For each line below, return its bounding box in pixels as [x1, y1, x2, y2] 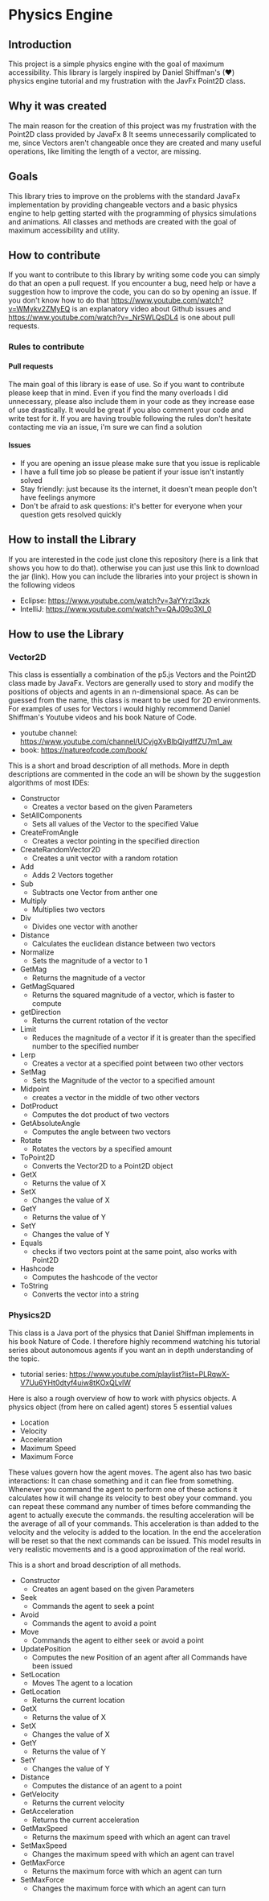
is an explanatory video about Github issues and [71, 304, 231, 314]
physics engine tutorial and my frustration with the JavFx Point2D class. [8, 76, 247, 85]
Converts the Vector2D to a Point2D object [31, 1161, 173, 1171]
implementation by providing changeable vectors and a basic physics [8, 200, 238, 209]
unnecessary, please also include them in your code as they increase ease [8, 396, 255, 406]
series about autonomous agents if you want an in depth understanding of [8, 1345, 254, 1355]
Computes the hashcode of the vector [31, 1272, 158, 1282]
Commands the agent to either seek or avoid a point [31, 1635, 205, 1645]
